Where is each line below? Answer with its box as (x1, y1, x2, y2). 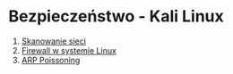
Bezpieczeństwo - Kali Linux (8, 6, 225, 27)
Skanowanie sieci (21, 36, 87, 46)
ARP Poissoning (21, 54, 81, 65)
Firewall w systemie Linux (21, 45, 117, 55)
